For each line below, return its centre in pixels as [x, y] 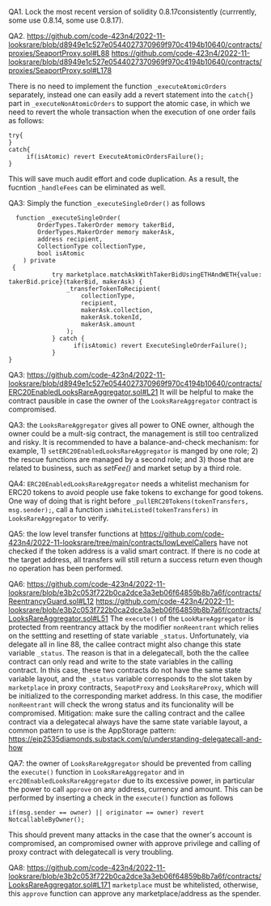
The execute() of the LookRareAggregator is [182, 618]
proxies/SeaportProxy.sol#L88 [59, 53]
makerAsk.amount [108, 324]
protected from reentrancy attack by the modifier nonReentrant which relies [133, 627]
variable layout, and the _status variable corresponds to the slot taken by [130, 679]
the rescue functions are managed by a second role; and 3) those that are [131, 459]
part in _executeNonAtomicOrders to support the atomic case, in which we [129, 103]
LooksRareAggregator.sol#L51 [59, 618]
